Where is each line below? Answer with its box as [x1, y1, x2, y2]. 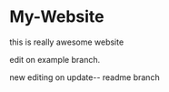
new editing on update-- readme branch [9, 71, 161, 83]
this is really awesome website [9, 36, 124, 47]
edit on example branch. [9, 54, 101, 65]
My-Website [9, 6, 104, 27]
